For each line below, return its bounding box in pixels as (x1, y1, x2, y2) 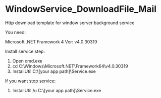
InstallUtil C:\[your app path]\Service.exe (12, 68, 96, 74)
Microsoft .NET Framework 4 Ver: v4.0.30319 (5, 38, 98, 45)
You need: (5, 29, 26, 35)
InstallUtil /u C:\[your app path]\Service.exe (12, 87, 102, 93)
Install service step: (5, 48, 45, 54)
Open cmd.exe (12, 58, 43, 64)
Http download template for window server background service (5, 20, 135, 26)
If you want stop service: (5, 78, 56, 84)
